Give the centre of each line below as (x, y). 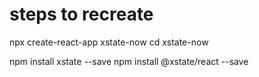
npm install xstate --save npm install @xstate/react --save (129, 61)
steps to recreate (81, 14)
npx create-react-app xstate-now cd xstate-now (109, 42)
